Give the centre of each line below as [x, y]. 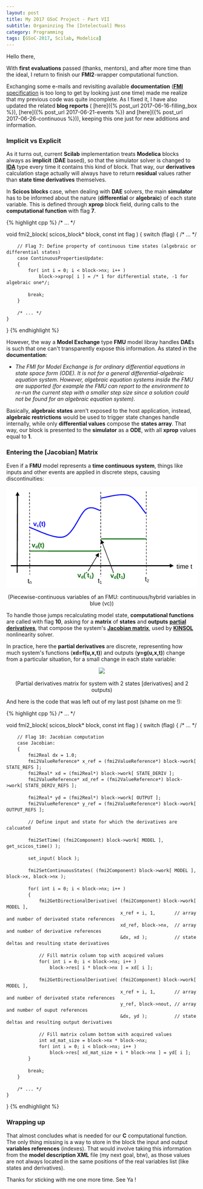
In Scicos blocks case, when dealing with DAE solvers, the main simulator [99, 192]
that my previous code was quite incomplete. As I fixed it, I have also [92, 100]
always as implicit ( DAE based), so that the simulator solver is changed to [98, 160]
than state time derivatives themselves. [56, 180]
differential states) [34, 252]
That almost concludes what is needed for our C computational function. [97, 1136]
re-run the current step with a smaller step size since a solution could [102, 393]
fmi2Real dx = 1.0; [53, 756]
